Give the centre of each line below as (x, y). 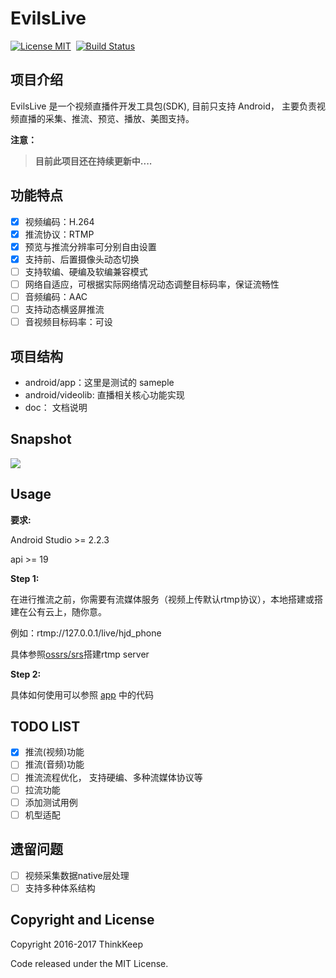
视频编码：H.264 (59, 221)
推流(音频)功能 (54, 764)
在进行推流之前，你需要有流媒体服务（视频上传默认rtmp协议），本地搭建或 (162, 599)
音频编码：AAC (56, 296)
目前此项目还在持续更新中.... (93, 161)
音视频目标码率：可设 (68, 322)
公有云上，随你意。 (67, 611)
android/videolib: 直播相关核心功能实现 (104, 394)
